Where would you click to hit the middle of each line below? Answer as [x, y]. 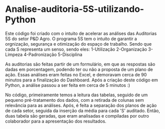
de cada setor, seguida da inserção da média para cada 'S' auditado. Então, [82, 111]
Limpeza [14, 54]
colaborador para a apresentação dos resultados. [56, 121]
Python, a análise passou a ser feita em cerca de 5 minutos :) [68, 85]
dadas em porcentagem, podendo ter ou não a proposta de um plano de [79, 69]
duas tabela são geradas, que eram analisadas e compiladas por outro [77, 116]
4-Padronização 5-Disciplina [53, 54]
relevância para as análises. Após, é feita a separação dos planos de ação [81, 105]
